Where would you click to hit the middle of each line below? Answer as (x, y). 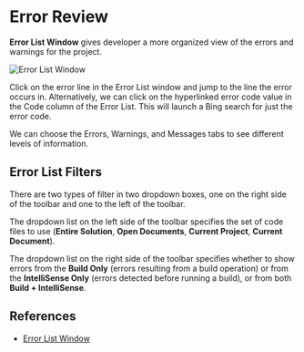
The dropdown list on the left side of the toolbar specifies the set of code (147, 222)
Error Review (59, 17)
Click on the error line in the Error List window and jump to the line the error (151, 87)
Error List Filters (56, 172)
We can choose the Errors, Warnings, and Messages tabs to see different (147, 133)
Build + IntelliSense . (48, 287)
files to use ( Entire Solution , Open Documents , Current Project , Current (146, 231)
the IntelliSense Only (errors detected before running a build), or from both (151, 278)
